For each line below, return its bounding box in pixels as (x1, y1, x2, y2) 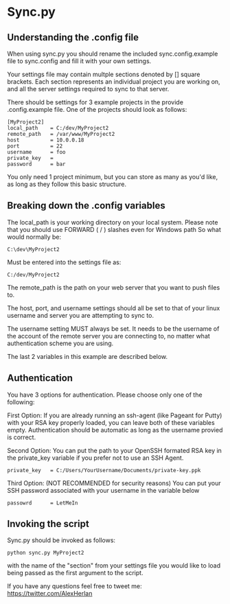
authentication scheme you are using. (7, 339, 114, 347)
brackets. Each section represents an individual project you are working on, (7, 78, 221, 86)
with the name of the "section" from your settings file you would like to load (7, 561, 221, 570)
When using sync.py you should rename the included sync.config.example (7, 49, 218, 58)
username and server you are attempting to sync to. (7, 311, 154, 319)
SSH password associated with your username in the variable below (7, 486, 200, 494)
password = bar (7, 161, 67, 167)
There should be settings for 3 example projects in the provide (7, 98, 184, 106)
